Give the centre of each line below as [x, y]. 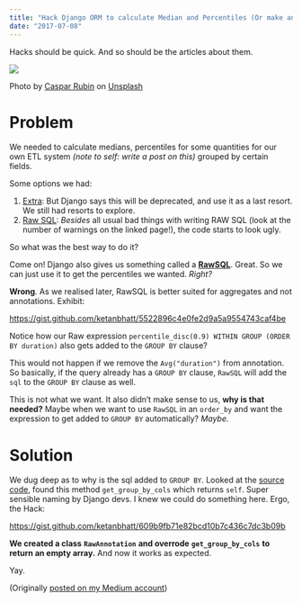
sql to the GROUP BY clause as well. [73, 382]
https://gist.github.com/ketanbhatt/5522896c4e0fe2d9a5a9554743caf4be [147, 319]
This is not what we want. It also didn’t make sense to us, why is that [137, 400]
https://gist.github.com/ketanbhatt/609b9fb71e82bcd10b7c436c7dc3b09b [147, 526]
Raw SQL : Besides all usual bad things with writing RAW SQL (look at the [156, 220]
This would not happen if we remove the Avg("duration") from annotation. [147, 363]
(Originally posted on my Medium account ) [89, 588]
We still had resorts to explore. [79, 211]
